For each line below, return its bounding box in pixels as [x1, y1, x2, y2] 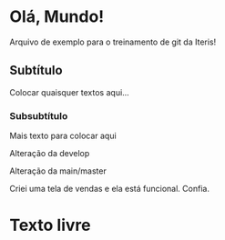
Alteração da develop [9, 148, 90, 159]
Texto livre [9, 215, 91, 235]
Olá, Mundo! [9, 6, 105, 27]
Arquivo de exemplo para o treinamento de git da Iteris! [9, 36, 217, 47]
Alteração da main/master [9, 165, 107, 176]
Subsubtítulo [9, 109, 68, 122]
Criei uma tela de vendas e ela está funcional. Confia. [9, 184, 210, 195]
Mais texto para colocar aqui [9, 130, 117, 142]
